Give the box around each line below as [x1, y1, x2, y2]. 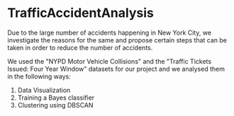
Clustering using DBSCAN [17, 100, 94, 109]
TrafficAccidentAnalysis [7, 5, 154, 21]
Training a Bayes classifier [17, 93, 95, 102]
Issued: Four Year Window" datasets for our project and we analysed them [7, 64, 225, 73]
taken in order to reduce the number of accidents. [7, 43, 153, 52]
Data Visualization [17, 86, 71, 94]
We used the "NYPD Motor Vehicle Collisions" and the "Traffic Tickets [7, 57, 211, 65]
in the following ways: [7, 72, 71, 81]
